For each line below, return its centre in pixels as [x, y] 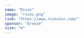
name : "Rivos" [20, 10]
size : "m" [15, 28]
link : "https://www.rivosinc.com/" [42, 19]
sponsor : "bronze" [24, 23]
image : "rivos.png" [25, 14]
